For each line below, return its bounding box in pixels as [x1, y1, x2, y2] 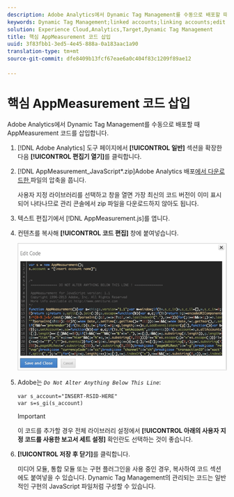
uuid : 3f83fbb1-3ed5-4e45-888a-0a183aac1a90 [7, 40, 139, 48]
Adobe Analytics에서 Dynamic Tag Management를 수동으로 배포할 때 [7, 120, 201, 128]
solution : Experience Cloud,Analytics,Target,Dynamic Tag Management [7, 26, 214, 33]
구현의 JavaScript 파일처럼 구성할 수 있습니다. [30, 482, 156, 490]
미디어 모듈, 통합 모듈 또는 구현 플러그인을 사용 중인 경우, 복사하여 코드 [17, 464, 209, 473]
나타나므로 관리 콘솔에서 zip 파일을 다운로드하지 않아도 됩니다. [30, 199, 199, 207]
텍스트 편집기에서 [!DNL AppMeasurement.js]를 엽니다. [17, 214, 171, 222]
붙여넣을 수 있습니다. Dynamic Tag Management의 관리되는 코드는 [30, 473, 214, 482]
